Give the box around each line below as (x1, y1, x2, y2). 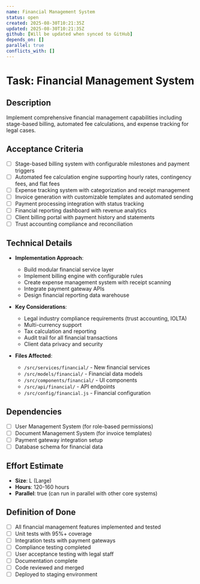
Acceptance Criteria (6, 144, 83, 154)
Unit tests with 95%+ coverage (14, 530, 92, 537)
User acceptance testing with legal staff (14, 550, 114, 558)
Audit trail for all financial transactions (23, 334, 118, 341)
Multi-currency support (23, 321, 82, 328)
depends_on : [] (6, 37, 44, 43)
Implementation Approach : (14, 254, 84, 261)
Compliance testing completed (14, 543, 91, 551)
